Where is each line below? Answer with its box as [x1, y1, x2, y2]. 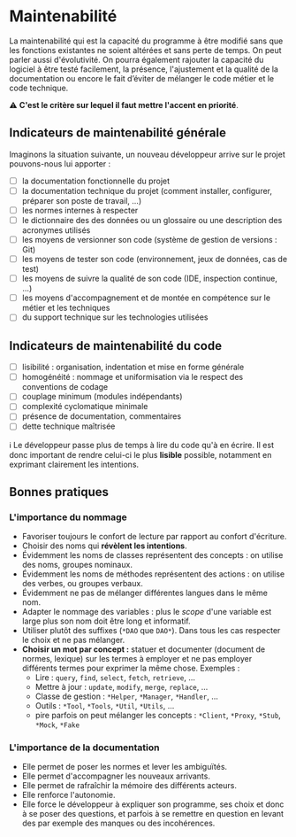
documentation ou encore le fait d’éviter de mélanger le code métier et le [9, 73, 275, 83]
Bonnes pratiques [9, 484, 109, 500]
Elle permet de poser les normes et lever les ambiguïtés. [21, 762, 228, 772]
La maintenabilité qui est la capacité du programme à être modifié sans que [9, 35, 284, 46]
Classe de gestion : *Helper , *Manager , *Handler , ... [34, 691, 219, 701]
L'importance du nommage [9, 511, 128, 523]
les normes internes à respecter [21, 205, 139, 215]
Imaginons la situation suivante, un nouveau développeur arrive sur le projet [9, 149, 285, 159]
